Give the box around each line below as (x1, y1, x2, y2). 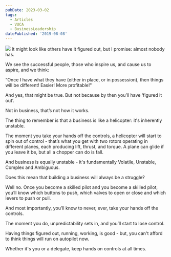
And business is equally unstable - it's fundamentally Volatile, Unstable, (5, 159, 156, 165)
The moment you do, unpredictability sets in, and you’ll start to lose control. (5, 221, 165, 226)
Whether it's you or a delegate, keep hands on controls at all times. (5, 246, 147, 251)
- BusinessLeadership (10, 27, 56, 32)
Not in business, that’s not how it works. (5, 108, 90, 113)
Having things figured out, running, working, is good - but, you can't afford (5, 230, 163, 236)
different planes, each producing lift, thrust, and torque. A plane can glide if (5, 144, 164, 149)
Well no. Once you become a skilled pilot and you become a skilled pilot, (5, 184, 158, 190)
